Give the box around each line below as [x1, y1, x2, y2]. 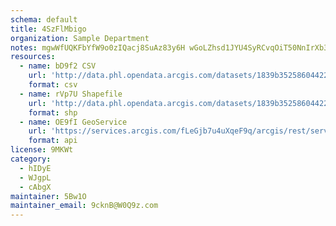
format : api [28, 136, 78, 146]
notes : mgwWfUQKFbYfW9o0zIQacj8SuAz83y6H [10, 42, 186, 53]
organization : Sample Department [10, 33, 150, 43]
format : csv [28, 80, 78, 90]
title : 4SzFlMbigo [10, 24, 87, 34]
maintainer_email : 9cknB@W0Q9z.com [10, 201, 159, 211]
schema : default [10, 14, 78, 25]
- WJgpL [19, 172, 52, 183]
